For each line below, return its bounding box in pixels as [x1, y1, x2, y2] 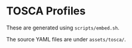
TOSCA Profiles [6, 4, 86, 18]
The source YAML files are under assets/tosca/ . [6, 35, 127, 43]
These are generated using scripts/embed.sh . [6, 24, 119, 31]
